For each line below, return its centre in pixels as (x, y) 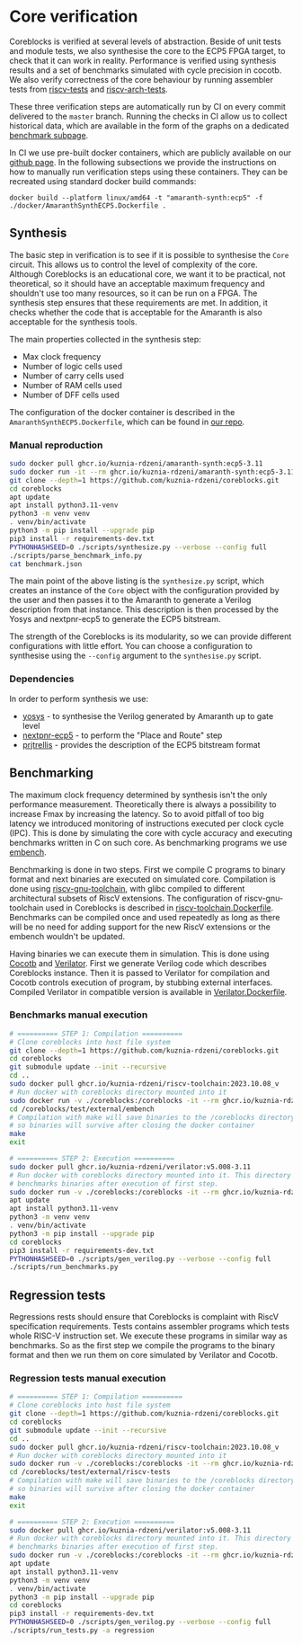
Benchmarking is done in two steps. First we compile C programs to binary (147, 869)
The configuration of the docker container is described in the (122, 412)
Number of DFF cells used (71, 395)
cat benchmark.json (46, 564)
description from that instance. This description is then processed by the (144, 609)
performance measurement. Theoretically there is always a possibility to (143, 804)
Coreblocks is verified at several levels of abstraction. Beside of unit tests (145, 41)
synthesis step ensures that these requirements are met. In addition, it (138, 302)
